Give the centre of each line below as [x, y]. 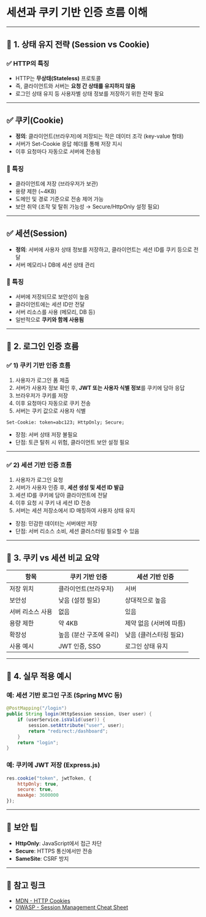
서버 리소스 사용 [31, 612]
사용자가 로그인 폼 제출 [42, 380]
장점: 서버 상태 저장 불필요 [46, 434]
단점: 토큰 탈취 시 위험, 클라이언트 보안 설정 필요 [72, 442]
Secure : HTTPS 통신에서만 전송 [54, 851]
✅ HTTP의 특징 [28, 64]
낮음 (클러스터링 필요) [154, 634]
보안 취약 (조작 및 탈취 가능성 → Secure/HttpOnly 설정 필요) [87, 207]
